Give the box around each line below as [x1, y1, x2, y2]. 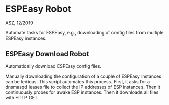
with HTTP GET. [5, 94, 39, 100]
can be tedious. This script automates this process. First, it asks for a [5, 78, 150, 84]
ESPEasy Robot [5, 3, 71, 15]
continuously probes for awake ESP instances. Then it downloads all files [5, 89, 159, 95]
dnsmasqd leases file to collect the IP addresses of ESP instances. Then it [5, 84, 160, 90]
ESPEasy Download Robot [5, 50, 89, 58]
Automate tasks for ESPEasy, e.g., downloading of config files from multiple [5, 29, 164, 36]
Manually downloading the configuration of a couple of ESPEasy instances [5, 73, 162, 79]
